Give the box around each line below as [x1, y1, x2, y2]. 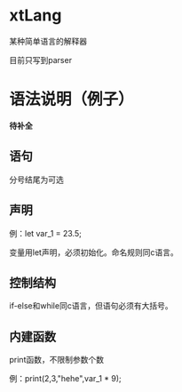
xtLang [9, 5, 62, 26]
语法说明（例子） [9, 90, 135, 109]
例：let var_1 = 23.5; [9, 228, 82, 238]
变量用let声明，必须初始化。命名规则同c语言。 [9, 246, 179, 258]
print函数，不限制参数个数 [9, 355, 105, 365]
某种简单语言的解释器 [9, 36, 87, 46]
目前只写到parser [9, 54, 73, 65]
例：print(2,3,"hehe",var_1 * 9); [9, 373, 122, 384]
